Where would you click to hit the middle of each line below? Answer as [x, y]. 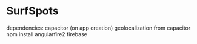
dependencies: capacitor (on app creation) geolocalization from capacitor [98, 28]
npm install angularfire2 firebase [47, 34]
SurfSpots [32, 11]
